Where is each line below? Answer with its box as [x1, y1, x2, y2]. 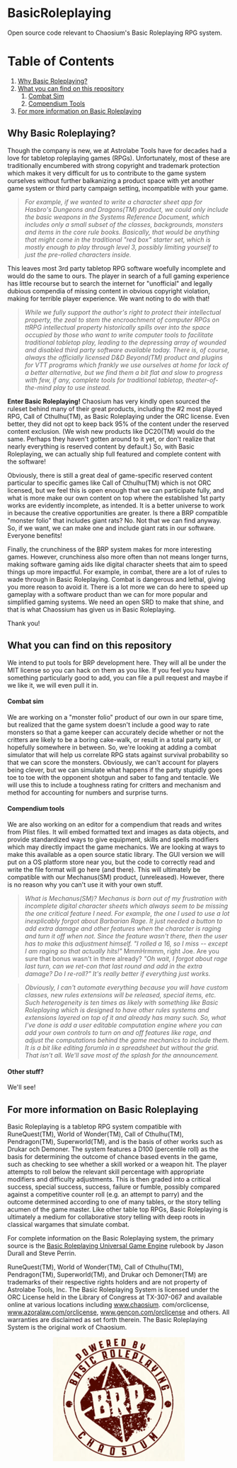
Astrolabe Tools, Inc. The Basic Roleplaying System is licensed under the [7, 1285, 219, 1294]
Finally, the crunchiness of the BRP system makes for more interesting [7, 544, 212, 554]
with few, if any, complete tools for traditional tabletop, [24, 376, 185, 384]
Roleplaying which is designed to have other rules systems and [24, 1005, 209, 1014]
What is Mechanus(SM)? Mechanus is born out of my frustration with [24, 894, 228, 902]
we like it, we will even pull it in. [7, 680, 99, 689]
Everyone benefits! [7, 531, 62, 539]
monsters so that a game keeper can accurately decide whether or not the [7, 728, 224, 736]
